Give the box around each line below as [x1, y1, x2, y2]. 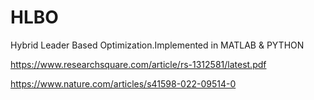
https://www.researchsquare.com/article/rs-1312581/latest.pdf [10, 58, 267, 70]
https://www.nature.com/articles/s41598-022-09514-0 [10, 77, 237, 90]
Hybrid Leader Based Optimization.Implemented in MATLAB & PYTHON [10, 39, 305, 51]
